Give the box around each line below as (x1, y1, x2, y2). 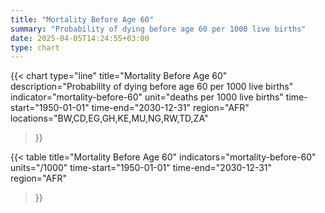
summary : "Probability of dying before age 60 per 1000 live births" (10, 24, 307, 34)
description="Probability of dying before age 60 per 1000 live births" (10, 81, 294, 93)
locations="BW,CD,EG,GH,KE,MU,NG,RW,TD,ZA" (10, 112, 209, 125)
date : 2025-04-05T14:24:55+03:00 (10, 33, 150, 43)
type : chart (10, 42, 60, 53)
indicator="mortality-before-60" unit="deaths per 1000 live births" (10, 91, 284, 103)
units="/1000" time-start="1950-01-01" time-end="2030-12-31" (10, 162, 273, 174)
